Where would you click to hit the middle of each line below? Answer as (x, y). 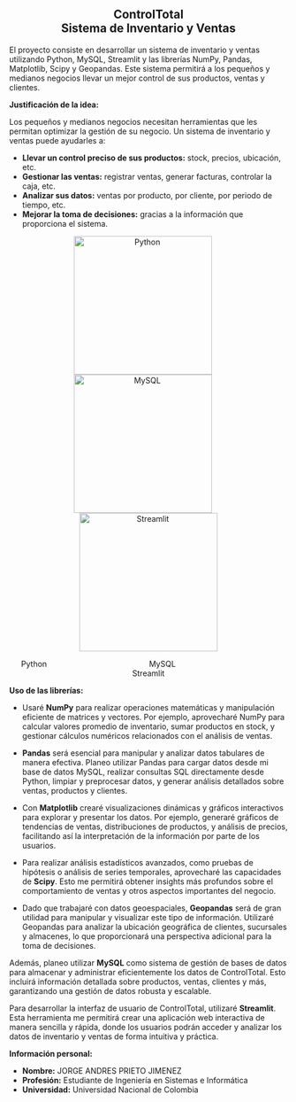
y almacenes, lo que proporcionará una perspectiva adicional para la (147, 936)
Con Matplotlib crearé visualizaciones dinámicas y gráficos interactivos (153, 807)
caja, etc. (38, 186)
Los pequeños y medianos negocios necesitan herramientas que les (133, 121)
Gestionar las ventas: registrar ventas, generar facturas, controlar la (147, 176)
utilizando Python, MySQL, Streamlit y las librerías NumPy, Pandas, (131, 59)
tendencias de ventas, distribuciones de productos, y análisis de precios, (155, 826)
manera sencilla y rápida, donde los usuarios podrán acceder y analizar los (146, 1027)
